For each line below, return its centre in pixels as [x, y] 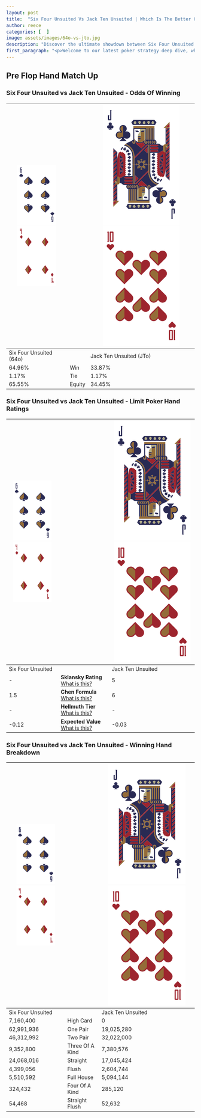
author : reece [24, 25]
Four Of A [79, 1086]
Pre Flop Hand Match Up [52, 76]
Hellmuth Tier [78, 707]
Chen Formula [79, 692]
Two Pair [78, 1037]
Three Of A [81, 1046]
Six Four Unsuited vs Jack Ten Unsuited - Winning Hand [89, 745]
